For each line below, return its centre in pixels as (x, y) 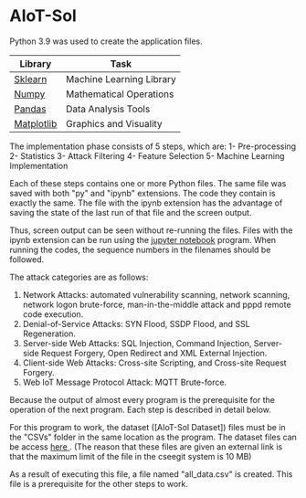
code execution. (53, 314)
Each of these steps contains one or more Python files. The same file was (148, 183)
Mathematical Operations (120, 94)
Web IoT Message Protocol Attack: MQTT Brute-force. (124, 382)
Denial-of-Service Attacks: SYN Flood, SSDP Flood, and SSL (136, 323)
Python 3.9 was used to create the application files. (106, 41)
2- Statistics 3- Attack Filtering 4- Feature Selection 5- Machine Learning (147, 155)
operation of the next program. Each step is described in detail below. (140, 409)
